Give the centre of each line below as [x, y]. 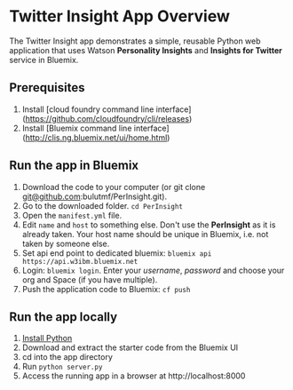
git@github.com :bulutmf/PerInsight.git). [94, 196]
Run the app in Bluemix [74, 166]
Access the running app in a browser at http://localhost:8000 [134, 376]
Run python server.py [62, 367]
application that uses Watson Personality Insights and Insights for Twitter [146, 50]
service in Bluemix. [44, 60]
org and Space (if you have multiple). [90, 279]
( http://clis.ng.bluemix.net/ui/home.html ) [96, 137]
